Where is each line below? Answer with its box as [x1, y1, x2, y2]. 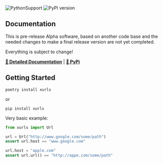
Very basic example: [5, 115, 49, 121]
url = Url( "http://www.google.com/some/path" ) [5, 134, 106, 139]
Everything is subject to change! [5, 49, 73, 55]
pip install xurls [5, 106, 44, 111]
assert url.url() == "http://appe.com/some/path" [5, 153, 113, 158]
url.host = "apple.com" [5, 148, 56, 153]
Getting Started [5, 73, 56, 82]
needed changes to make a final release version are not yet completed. [5, 38, 155, 45]
